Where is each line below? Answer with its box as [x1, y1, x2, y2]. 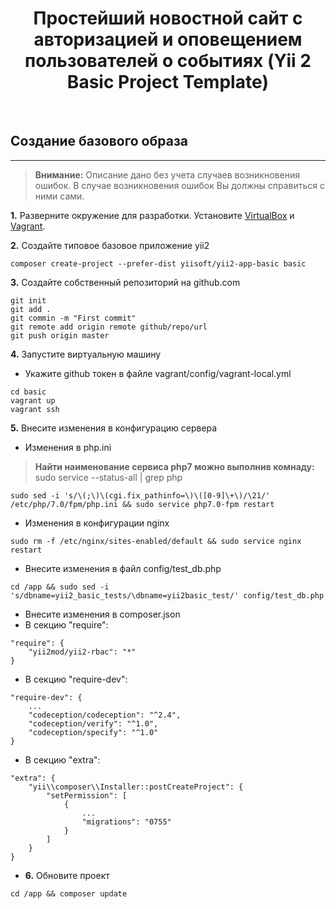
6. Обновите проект [24, 869, 110, 881]
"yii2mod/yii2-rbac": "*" [28, 647, 137, 657]
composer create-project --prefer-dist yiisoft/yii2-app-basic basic [10, 258, 307, 269]
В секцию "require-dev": [24, 673, 128, 685]
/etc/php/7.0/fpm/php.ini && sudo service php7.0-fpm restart [10, 499, 275, 509]
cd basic [10, 387, 47, 397]
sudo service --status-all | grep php [34, 471, 183, 483]
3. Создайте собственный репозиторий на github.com [10, 276, 241, 288]
